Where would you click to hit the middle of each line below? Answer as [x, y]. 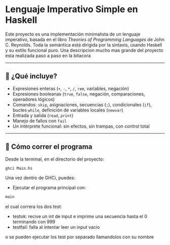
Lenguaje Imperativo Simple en [72, 9]
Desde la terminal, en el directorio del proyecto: [55, 159]
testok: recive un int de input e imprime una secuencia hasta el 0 [80, 217]
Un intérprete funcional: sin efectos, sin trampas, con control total [81, 126]
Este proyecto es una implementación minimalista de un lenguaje [73, 34]
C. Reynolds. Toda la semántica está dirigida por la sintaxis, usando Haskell [84, 45]
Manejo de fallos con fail [39, 120]
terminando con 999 [34, 222]
